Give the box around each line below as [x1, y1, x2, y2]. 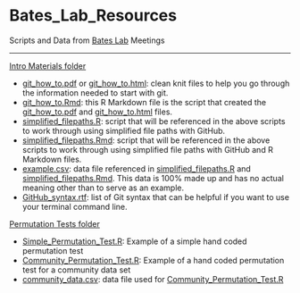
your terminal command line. [21, 201, 128, 212]
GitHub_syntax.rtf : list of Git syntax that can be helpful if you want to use [21, 191, 290, 202]
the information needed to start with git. [21, 87, 169, 98]
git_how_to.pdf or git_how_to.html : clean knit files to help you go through [21, 78, 290, 88]
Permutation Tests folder [9, 218, 100, 229]
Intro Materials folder [9, 60, 87, 71]
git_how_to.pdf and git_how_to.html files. [21, 106, 172, 117]
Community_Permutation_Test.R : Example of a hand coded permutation [21, 255, 285, 265]
